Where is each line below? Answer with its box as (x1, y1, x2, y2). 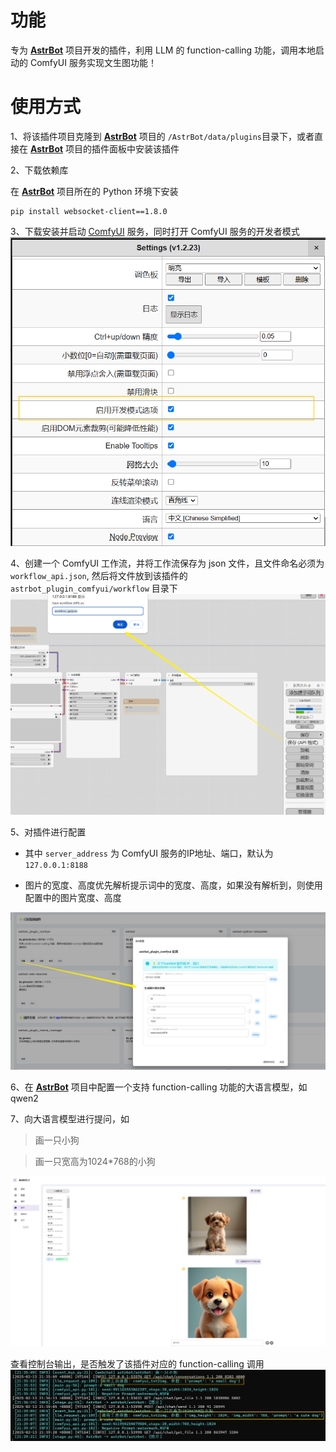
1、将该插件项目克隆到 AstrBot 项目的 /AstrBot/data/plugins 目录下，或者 (10, 130, 315, 142)
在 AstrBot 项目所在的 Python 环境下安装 (10, 185, 179, 197)
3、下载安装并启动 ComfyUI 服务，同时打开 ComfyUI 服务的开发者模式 (10, 225, 300, 237)
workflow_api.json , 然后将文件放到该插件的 (10, 569, 188, 581)
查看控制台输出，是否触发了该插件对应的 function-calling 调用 (10, 1358, 265, 1370)
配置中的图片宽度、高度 (24, 892, 122, 904)
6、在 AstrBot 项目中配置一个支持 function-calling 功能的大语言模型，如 (10, 1081, 308, 1093)
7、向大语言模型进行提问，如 (10, 1113, 130, 1125)
